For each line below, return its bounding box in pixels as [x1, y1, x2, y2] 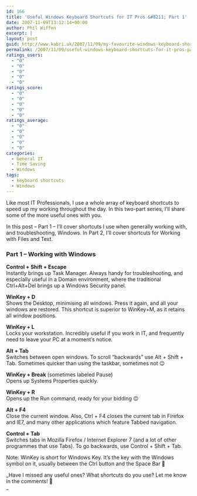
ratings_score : [6, 85, 43, 91]
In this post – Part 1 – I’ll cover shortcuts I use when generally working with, [6, 223, 188, 230]
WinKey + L [6, 323, 35, 330]
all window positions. [6, 312, 57, 319]
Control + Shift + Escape [6, 263, 67, 270]
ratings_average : [6, 118, 49, 124]
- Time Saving [11, 161, 46, 167]
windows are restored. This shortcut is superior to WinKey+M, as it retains [6, 305, 185, 312]
